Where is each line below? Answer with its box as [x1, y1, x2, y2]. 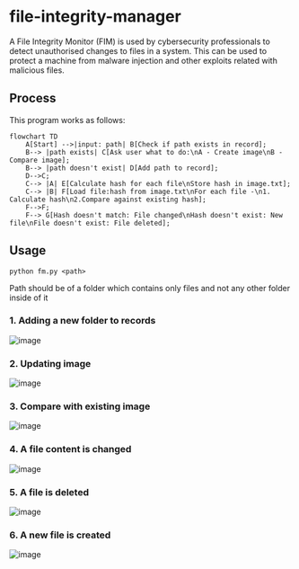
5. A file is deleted [9, 485, 90, 498]
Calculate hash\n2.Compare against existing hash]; [9, 195, 207, 204]
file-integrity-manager [9, 6, 181, 27]
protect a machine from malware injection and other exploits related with [9, 55, 278, 66]
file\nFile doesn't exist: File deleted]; [9, 218, 171, 227]
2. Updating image [9, 357, 92, 369]
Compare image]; [9, 156, 70, 164]
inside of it [9, 292, 48, 303]
